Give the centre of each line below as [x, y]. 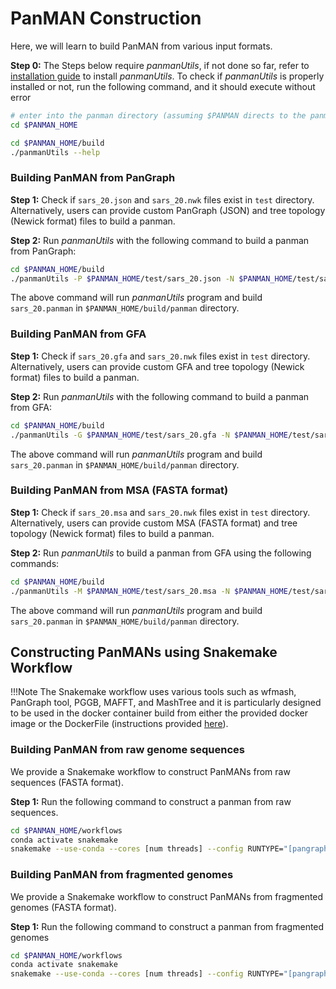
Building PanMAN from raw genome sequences [127, 750]
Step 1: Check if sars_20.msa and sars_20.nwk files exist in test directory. [160, 512]
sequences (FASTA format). [67, 782]
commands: [35, 563]
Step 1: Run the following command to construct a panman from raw [151, 801]
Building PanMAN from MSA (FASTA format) [119, 490]
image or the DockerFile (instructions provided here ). [119, 724]
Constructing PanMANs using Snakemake [144, 652]
